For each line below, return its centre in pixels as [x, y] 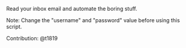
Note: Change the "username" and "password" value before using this [93, 20]
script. [14, 27]
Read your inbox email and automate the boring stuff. [72, 9]
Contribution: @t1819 [32, 38]
